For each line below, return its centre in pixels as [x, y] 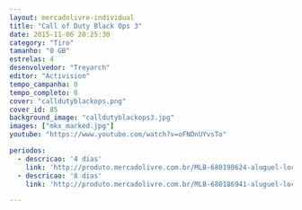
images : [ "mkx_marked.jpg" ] [62, 127]
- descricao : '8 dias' [60, 176]
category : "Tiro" [42, 43]
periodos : [28, 151]
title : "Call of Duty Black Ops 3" [76, 26]
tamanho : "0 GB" [40, 51]
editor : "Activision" [50, 76]
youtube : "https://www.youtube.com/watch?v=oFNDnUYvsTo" [118, 135]
